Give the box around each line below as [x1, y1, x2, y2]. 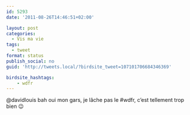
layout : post [6, 25, 39, 31]
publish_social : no [6, 58, 55, 64]
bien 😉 [6, 102, 24, 110]
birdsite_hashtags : [6, 74, 55, 80]
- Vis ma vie [11, 36, 44, 42]
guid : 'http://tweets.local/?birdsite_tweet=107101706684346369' [6, 64, 172, 70]
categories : [6, 30, 36, 36]
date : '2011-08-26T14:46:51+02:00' [6, 14, 95, 20]
